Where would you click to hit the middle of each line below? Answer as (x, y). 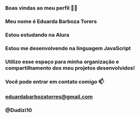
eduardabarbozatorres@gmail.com (49, 97)
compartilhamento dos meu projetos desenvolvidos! (70, 68)
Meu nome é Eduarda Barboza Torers (51, 21)
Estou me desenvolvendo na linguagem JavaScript (68, 48)
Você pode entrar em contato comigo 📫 (54, 81)
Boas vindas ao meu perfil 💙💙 (41, 8)
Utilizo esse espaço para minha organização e (62, 61)
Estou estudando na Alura (37, 34)
